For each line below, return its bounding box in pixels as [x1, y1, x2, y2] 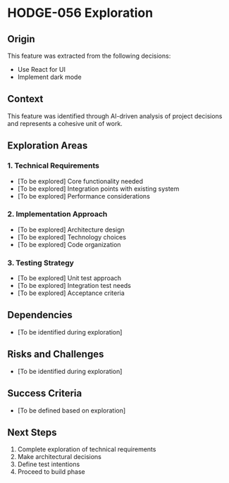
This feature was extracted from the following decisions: [7, 51, 171, 60]
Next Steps [7, 426, 57, 438]
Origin [7, 33, 35, 45]
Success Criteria [7, 387, 82, 399]
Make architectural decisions [17, 453, 102, 461]
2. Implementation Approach [7, 209, 108, 219]
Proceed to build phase [17, 468, 86, 476]
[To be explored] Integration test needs [17, 282, 132, 290]
